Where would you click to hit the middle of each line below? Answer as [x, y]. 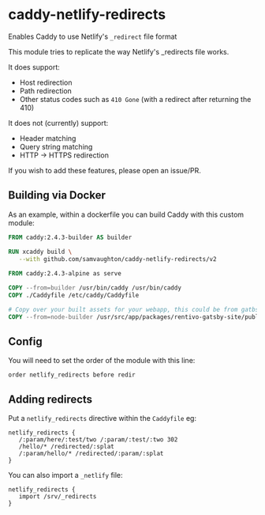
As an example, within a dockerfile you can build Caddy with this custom [126, 214]
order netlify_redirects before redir [72, 375]
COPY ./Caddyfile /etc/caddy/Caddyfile [74, 295]
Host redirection [46, 82]
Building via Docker [57, 195]
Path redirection [46, 91]
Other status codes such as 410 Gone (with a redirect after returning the [135, 99]
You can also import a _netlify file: [66, 475]
